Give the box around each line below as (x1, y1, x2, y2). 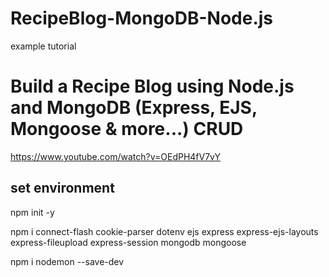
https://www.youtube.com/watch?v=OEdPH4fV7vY (10, 150, 222, 162)
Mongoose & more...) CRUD (10, 118, 244, 141)
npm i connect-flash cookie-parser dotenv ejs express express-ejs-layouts (10, 225, 319, 237)
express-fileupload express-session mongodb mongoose (10, 236, 247, 248)
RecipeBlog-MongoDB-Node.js (10, 7, 274, 30)
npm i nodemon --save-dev (10, 255, 125, 267)
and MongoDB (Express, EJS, (10, 97, 258, 119)
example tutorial (10, 40, 77, 52)
